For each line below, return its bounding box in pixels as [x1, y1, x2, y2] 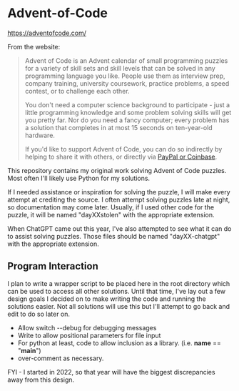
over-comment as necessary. [17, 354, 104, 362]
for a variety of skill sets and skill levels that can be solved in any [24, 64, 215, 72]
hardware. [24, 131, 56, 139]
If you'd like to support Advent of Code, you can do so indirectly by [24, 144, 223, 153]
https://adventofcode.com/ [7, 29, 87, 37]
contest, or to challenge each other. [24, 86, 130, 95]
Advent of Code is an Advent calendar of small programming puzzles [24, 56, 228, 65]
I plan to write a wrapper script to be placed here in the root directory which [7, 279, 230, 287]
